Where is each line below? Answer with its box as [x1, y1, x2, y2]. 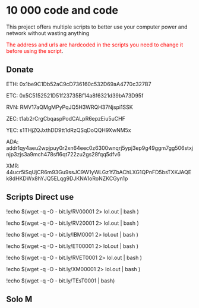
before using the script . [6, 47, 64, 54]
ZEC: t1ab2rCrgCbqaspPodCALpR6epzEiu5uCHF [6, 115, 126, 122]
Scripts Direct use [6, 192, 74, 202]
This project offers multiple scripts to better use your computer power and [6, 23, 188, 30]
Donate [6, 65, 34, 75]
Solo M [6, 294, 33, 304]
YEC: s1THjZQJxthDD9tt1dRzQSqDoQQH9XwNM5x [6, 126, 132, 134]
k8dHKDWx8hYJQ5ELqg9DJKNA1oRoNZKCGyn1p [6, 175, 128, 182]
